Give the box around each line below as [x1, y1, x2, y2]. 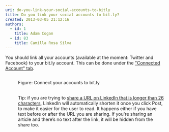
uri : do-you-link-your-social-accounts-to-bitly [5, 7, 110, 13]
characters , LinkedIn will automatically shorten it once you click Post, [18, 100, 163, 106]
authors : [5, 21, 24, 27]
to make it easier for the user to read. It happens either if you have [18, 105, 157, 112]
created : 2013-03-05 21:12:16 [5, 17, 70, 22]
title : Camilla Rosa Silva [14, 41, 72, 46]
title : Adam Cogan [14, 31, 53, 36]
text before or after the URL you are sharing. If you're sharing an [18, 111, 153, 117]
